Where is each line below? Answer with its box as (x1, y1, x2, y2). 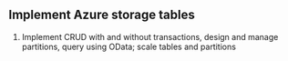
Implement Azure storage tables (8, 7, 195, 23)
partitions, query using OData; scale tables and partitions (21, 41, 236, 52)
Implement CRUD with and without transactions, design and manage (21, 31, 279, 42)
